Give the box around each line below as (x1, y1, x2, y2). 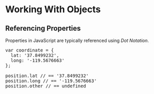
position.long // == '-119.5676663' (5, 78, 97, 84)
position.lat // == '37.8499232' (5, 73, 89, 79)
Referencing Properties (5, 24, 81, 33)
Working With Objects (5, 4, 101, 15)
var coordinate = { (5, 48, 54, 53)
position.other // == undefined (5, 83, 86, 89)
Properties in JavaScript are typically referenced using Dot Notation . (5, 37, 149, 43)
